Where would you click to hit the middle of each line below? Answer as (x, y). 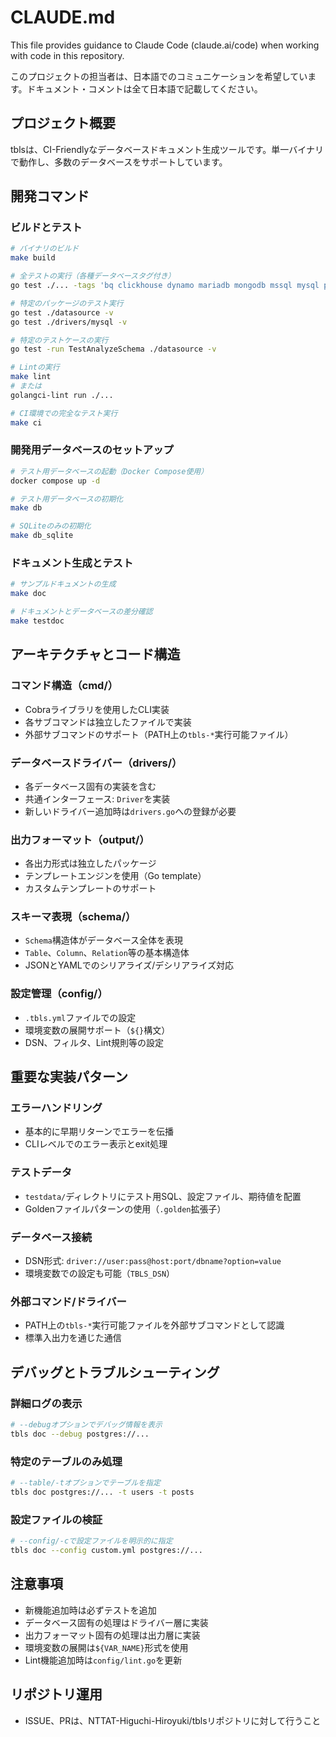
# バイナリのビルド (45, 249)
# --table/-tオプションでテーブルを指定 (85, 1483)
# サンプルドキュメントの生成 (63, 584)
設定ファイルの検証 (56, 1519)
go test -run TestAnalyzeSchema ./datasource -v (113, 349)
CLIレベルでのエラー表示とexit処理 (96, 1144)
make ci (26, 422)
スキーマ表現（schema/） (73, 917)
